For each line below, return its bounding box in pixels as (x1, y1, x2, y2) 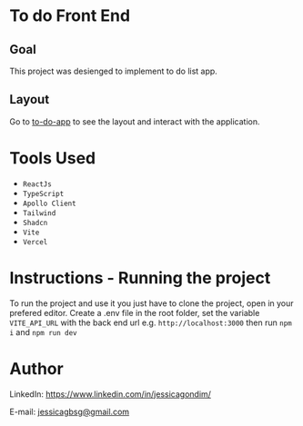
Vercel (22, 237, 48, 246)
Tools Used (9, 148, 96, 168)
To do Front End (9, 5, 130, 26)
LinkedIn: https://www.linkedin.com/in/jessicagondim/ (9, 388, 212, 400)
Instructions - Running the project (9, 267, 271, 288)
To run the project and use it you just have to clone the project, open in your (9, 297, 294, 309)
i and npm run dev (9, 326, 77, 337)
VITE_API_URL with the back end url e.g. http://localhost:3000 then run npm (9, 317, 293, 328)
